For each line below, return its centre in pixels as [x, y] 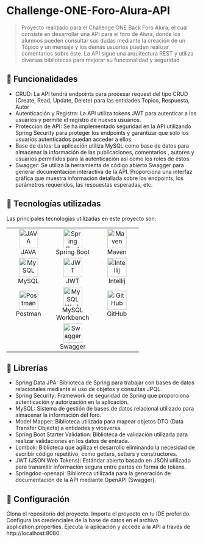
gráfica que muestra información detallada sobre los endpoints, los [99, 178]
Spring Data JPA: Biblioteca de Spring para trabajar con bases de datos [105, 383]
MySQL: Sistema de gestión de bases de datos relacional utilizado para [105, 409]
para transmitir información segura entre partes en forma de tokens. [101, 467]
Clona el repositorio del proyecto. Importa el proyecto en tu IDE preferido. [98, 514]
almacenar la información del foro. [58, 415]
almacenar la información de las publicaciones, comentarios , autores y [105, 152]
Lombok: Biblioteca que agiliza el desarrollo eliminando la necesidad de [105, 448]
